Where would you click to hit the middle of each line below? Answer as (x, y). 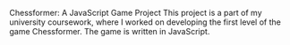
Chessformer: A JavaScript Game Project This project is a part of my (136, 13)
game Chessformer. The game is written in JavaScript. (110, 31)
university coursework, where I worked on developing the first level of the (145, 22)
